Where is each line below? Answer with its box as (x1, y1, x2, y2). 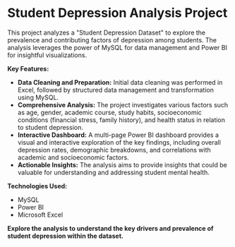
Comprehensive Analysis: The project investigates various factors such (17, 100, 229, 109)
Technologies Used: (7, 181, 68, 190)
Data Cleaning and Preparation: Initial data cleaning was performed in (17, 78, 223, 86)
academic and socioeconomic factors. (17, 153, 129, 162)
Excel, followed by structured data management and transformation (17, 85, 214, 94)
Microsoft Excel (17, 210, 64, 219)
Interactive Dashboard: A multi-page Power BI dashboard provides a (17, 131, 219, 139)
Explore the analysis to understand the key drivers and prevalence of (7, 224, 214, 232)
